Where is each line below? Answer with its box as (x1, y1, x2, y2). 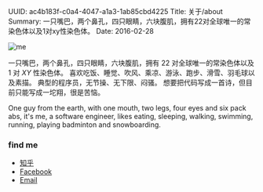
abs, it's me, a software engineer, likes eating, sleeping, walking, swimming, (8, 112, 254, 121)
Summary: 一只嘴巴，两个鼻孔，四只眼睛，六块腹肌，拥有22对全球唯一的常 (8, 16, 251, 26)
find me (8, 139, 38, 150)
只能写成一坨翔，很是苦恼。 (14, 88, 104, 96)
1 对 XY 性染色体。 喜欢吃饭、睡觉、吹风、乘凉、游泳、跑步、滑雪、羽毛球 (8, 68, 249, 77)
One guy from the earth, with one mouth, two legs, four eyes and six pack (8, 103, 247, 112)
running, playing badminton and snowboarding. (8, 120, 161, 129)
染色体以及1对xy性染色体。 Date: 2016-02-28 (8, 27, 155, 35)
